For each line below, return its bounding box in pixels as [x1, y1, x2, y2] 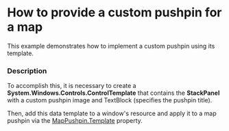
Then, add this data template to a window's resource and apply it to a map [7, 109, 217, 117]
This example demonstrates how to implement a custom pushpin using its [7, 42, 215, 50]
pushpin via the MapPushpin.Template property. [7, 117, 143, 125]
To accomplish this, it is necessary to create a [7, 82, 136, 90]
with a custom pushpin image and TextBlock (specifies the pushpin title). [7, 96, 213, 104]
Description [7, 66, 47, 76]
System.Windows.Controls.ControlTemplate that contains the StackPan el [7, 89, 220, 97]
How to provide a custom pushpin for [7, 5, 222, 20]
